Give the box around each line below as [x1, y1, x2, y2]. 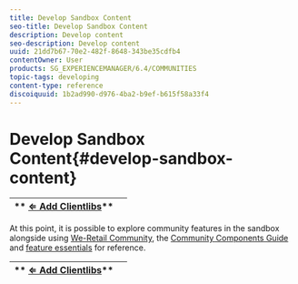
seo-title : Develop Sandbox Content [9, 22, 148, 31]
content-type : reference [9, 81, 104, 90]
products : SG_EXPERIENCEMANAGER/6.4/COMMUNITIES [9, 65, 197, 74]
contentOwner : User [9, 56, 84, 65]
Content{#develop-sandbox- [9, 147, 233, 168]
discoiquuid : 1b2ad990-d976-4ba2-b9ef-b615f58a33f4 [9, 89, 209, 98]
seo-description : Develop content [9, 38, 141, 48]
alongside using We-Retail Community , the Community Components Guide [9, 233, 289, 244]
